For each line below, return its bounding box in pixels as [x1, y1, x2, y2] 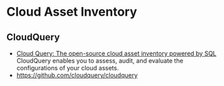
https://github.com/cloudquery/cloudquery [16, 71, 138, 79]
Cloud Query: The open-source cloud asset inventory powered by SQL [16, 49, 217, 57]
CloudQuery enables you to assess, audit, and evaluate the [16, 57, 183, 65]
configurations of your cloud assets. [16, 64, 120, 72]
